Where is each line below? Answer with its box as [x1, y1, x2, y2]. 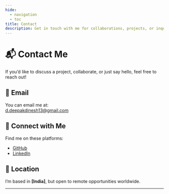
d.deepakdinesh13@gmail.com [5, 107, 69, 113]
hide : [5, 7, 17, 13]
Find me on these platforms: [5, 135, 64, 141]
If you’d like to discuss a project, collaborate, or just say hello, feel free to [5, 69, 157, 75]
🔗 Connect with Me [5, 122, 66, 131]
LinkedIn [12, 150, 31, 156]
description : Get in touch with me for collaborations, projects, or [5, 26, 154, 31]
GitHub [12, 145, 28, 151]
